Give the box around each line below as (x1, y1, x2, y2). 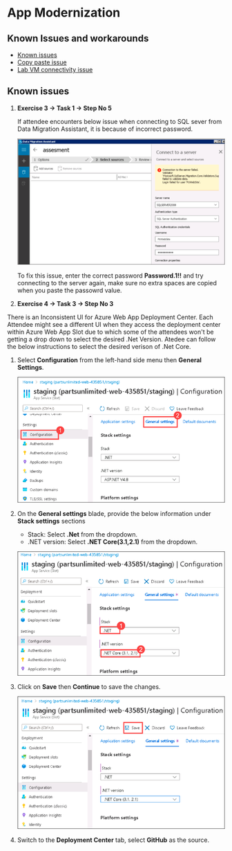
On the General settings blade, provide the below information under (17, 509, 212, 517)
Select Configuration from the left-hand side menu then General (17, 355, 202, 364)
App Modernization (7, 5, 121, 21)
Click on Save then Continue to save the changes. (17, 683, 161, 691)
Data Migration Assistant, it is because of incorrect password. (17, 125, 193, 133)
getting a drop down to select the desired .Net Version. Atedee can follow (7, 334, 216, 343)
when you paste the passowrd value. (17, 286, 122, 294)
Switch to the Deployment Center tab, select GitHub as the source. (17, 836, 210, 844)
